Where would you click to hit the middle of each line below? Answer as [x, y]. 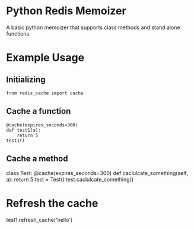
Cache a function [39, 111]
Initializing [26, 79]
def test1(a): [24, 130]
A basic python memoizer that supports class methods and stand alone [93, 27]
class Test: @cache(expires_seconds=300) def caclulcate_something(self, [97, 173]
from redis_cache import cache [45, 93]
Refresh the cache [52, 203]
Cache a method [37, 159]
